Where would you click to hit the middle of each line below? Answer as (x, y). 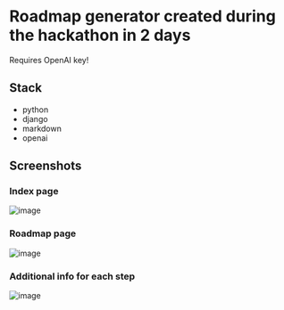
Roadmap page (43, 233)
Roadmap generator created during (143, 16)
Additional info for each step (72, 276)
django (35, 118)
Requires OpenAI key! (49, 60)
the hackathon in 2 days (100, 35)
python (35, 110)
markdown (42, 128)
